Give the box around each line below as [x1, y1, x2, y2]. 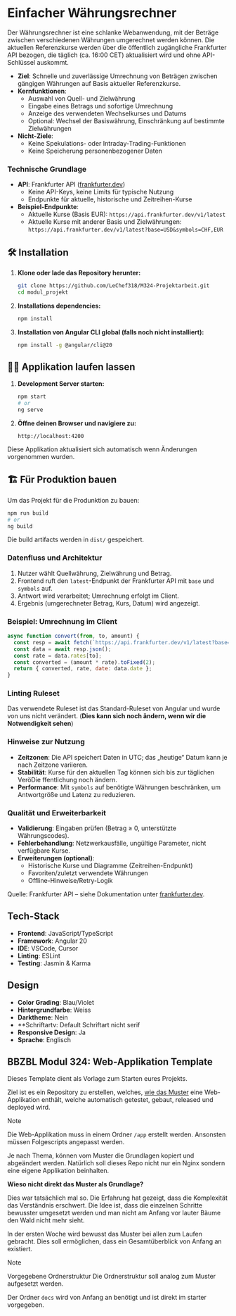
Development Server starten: [17, 380, 105, 388]
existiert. [7, 1245, 33, 1253]
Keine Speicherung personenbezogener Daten [27, 146, 163, 155]
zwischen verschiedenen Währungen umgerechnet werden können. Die [7, 35, 215, 44]
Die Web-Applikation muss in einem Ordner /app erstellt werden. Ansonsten [7, 1130, 226, 1139]
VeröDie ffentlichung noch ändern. [17, 775, 118, 784]
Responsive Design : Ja [17, 1028, 86, 1036]
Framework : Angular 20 [17, 936, 88, 945]
